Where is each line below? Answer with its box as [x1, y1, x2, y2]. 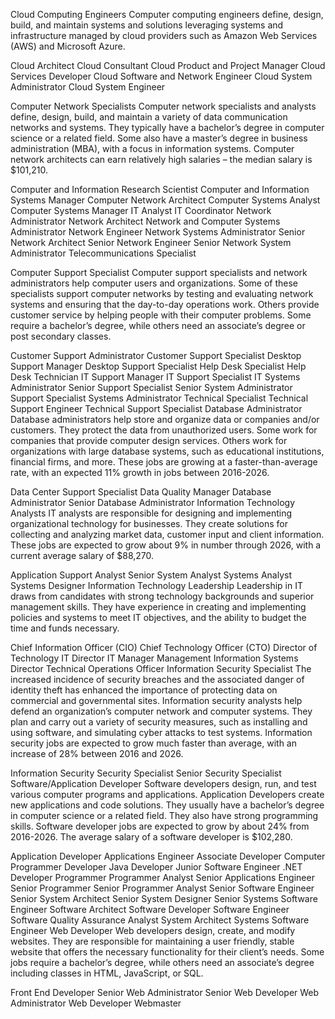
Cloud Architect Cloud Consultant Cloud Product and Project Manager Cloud [10, 60, 326, 71]
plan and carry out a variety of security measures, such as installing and [10, 716, 308, 728]
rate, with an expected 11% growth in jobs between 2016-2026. [10, 467, 270, 478]
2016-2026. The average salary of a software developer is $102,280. [10, 831, 293, 843]
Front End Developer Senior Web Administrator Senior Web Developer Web [10, 987, 320, 998]
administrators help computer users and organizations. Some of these [10, 277, 298, 289]
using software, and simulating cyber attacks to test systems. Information [10, 727, 313, 738]
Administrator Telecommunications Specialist [10, 247, 197, 259]
